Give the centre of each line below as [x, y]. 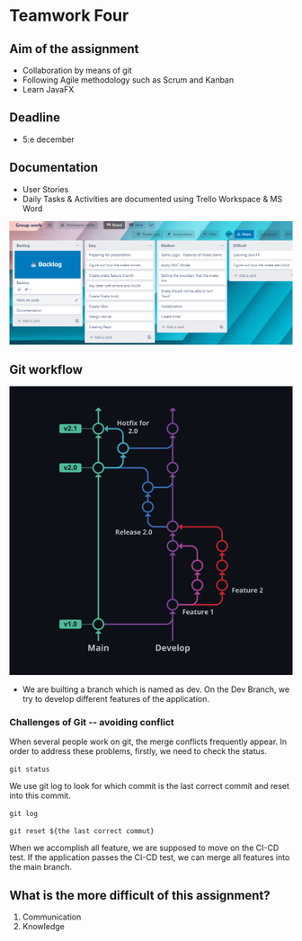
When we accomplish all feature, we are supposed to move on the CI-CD [144, 848]
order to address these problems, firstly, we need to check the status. [138, 751]
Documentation [54, 168]
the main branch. [40, 867]
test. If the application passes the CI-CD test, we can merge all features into [150, 857]
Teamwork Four [69, 16]
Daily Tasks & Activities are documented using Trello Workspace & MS [152, 199]
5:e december [48, 139]
